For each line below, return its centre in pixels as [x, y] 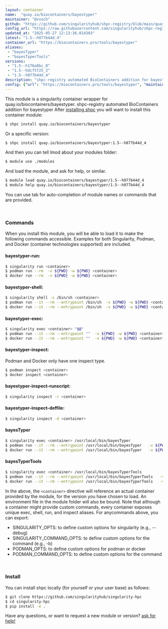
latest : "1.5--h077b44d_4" [33, 38]
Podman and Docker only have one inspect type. [55, 361]
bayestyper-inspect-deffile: [35, 408]
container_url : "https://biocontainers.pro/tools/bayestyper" [71, 43]
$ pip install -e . [25, 606]
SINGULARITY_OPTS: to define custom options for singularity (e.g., [81, 527]
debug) [20, 533]
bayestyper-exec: [24, 318]
